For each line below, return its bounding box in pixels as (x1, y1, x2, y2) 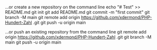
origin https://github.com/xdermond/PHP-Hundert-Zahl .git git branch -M (5, 34, 152, 40)
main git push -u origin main (5, 39, 62, 45)
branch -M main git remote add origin (5, 15, 80, 20)
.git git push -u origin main (33, 19, 86, 25)
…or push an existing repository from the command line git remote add (5, 29, 147, 34)
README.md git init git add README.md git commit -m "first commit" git (5, 9, 150, 15)
